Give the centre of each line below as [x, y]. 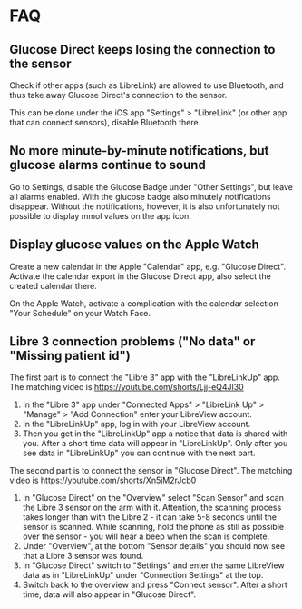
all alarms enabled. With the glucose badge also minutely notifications [140, 196]
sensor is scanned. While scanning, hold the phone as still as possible [153, 527]
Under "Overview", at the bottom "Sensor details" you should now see [154, 546]
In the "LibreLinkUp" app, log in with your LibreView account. [136, 424]
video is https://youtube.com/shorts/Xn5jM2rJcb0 [103, 480]
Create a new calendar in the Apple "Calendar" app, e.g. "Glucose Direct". [148, 266]
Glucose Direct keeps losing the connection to [142, 50]
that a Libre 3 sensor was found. [83, 556]
